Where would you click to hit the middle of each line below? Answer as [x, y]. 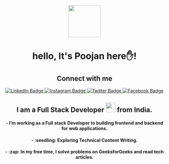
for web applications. [84, 128]
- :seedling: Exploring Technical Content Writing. [84, 140]
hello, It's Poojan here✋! [84, 56]
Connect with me [84, 78]
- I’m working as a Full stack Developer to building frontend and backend [84, 123]
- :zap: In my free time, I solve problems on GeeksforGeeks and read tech [84, 152]
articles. [84, 157]
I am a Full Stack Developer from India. [84, 110]
